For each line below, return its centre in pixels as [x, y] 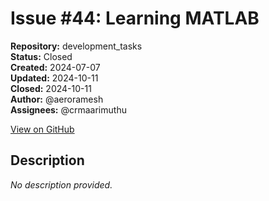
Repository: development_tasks [76, 46]
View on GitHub [42, 129]
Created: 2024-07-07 [55, 67]
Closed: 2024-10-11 [51, 88]
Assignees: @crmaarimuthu [68, 109]
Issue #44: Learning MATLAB [135, 18]
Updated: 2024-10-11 [54, 78]
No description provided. [61, 184]
